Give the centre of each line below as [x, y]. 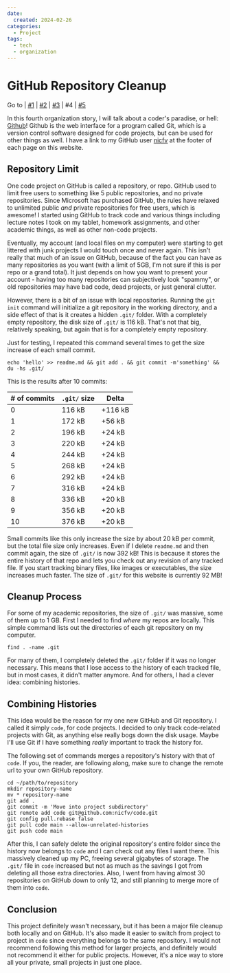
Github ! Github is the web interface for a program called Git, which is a [107, 125]
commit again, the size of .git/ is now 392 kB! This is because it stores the [114, 553]
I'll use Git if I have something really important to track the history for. [105, 743]
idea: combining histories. [44, 682]
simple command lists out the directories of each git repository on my [105, 628]
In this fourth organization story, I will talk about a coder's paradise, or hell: [113, 118]
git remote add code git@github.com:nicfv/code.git [82, 813]
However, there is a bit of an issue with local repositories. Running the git [111, 300]
